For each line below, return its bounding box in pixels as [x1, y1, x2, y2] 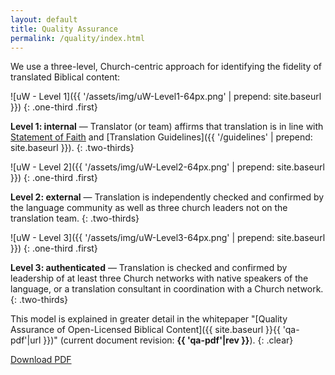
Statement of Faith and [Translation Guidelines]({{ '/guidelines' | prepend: [10, 131, 313, 143]
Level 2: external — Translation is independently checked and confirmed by [10, 191, 325, 203]
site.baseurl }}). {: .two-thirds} [10, 142, 135, 154]
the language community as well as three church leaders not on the [10, 202, 288, 214]
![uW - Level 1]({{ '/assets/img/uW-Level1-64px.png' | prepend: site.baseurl [10, 91, 322, 103]
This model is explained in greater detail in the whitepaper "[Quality [10, 313, 288, 325]
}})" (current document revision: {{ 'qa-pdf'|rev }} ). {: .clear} [43, 334, 294, 346]
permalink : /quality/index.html [10, 33, 145, 43]
